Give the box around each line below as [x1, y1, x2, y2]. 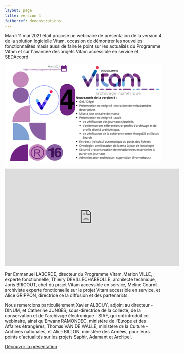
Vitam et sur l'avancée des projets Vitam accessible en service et [5, 49, 139, 55]
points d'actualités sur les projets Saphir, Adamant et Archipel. [5, 334, 132, 340]
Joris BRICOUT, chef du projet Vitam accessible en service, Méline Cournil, [5, 282, 159, 288]
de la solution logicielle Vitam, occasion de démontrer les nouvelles [5, 38, 143, 44]
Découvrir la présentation [5, 344, 57, 350]
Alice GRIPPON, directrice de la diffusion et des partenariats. [5, 292, 129, 298]
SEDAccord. [5, 54, 30, 60]
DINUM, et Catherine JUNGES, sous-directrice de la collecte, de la [5, 307, 141, 313]
